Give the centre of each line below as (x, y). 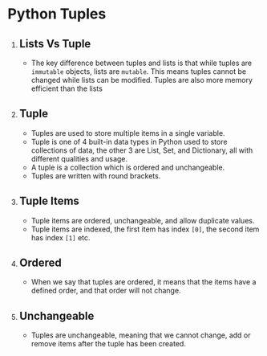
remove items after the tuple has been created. (108, 344)
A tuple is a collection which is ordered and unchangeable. (128, 167)
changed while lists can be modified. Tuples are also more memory (142, 80)
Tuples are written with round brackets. (96, 176)
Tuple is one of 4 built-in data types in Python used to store (129, 141)
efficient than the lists (67, 88)
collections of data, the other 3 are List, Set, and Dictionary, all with (142, 150)
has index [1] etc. (61, 237)
